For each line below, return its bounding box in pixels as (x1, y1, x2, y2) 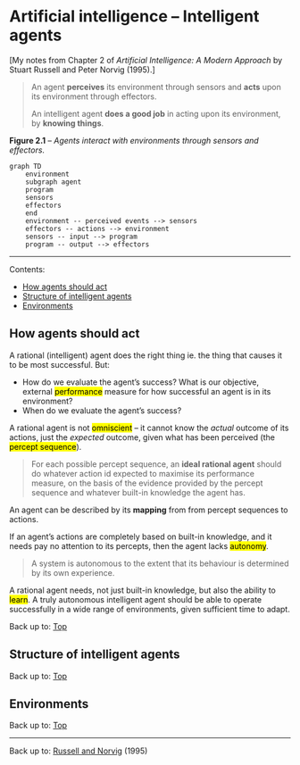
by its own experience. (30, 567, 115, 578)
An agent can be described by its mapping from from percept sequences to (9, 504, 288, 515)
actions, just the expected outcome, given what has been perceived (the (9, 431, 275, 443)
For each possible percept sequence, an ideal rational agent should (30, 458, 282, 470)
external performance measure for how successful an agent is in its (21, 386, 271, 396)
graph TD (9, 162, 42, 170)
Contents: (9, 263, 46, 274)
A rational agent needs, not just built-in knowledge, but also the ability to (9, 585, 277, 595)
